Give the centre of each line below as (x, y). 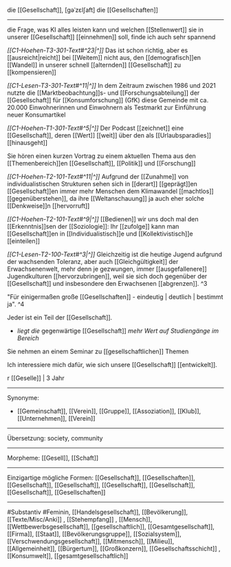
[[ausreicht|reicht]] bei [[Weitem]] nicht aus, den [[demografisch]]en (104, 57)
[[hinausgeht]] (27, 143)
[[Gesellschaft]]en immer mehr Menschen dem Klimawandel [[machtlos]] (111, 191)
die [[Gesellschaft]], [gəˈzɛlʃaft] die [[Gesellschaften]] (82, 10)
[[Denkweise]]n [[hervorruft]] (48, 206)
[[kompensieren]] (32, 72)
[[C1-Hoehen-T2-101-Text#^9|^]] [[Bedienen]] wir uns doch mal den (103, 219)
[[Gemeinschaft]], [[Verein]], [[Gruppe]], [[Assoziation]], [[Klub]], (109, 411)
